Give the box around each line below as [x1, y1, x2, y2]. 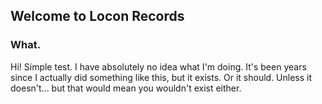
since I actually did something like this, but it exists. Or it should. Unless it [10, 71, 313, 83]
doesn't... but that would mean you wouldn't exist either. [10, 82, 242, 94]
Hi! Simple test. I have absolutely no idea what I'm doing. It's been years [10, 60, 307, 73]
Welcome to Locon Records [10, 8, 185, 25]
